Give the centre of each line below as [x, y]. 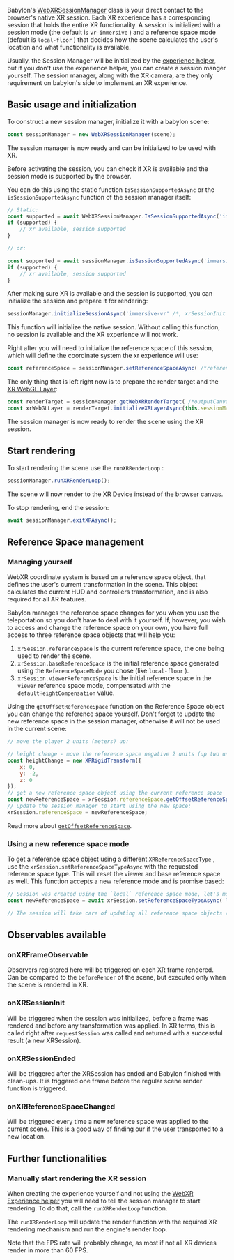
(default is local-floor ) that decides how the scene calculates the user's [112, 40]
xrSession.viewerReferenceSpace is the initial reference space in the [114, 678]
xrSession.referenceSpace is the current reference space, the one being [120, 649]
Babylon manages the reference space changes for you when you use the [113, 613]
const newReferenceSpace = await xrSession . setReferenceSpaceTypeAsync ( [115, 900]
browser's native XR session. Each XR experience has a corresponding [109, 17]
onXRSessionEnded [41, 1058]
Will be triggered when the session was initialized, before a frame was [108, 1018]
